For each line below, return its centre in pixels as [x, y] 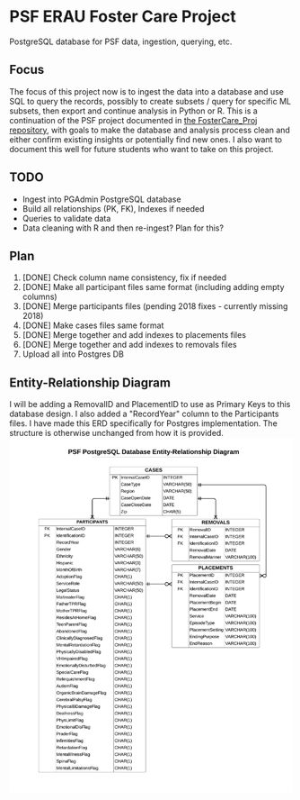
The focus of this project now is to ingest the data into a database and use [147, 91]
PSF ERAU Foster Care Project [123, 17]
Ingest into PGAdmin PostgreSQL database [101, 199]
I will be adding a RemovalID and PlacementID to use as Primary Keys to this [150, 405]
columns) [40, 297]
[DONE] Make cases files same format [93, 325]
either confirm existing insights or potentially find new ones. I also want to [146, 139]
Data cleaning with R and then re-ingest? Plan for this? [123, 228]
